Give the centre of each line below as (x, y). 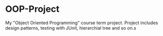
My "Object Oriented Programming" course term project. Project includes (82, 23)
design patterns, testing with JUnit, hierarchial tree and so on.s (71, 28)
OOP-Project (32, 9)
